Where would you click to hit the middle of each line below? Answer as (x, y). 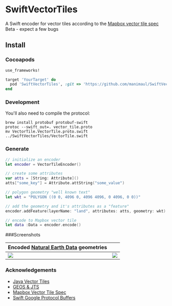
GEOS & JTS (26, 287)
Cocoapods (20, 60)
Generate (17, 149)
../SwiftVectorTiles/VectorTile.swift (47, 136)
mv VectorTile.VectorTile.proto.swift (47, 132)
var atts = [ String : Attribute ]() (42, 178)
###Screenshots (23, 235)
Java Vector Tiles (31, 281)
